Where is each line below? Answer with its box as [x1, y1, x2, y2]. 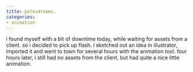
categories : [6, 14, 35, 20]
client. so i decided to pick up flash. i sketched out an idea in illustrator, [6, 42, 178, 49]
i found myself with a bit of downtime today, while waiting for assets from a [6, 36, 188, 43]
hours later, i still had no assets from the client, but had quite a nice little [6, 54, 180, 61]
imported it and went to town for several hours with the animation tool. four [6, 48, 187, 55]
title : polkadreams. [6, 8, 57, 15]
